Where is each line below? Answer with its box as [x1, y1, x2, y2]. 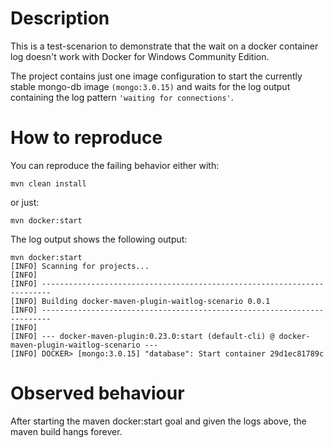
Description [10, 7, 110, 30]
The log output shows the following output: [10, 233, 188, 245]
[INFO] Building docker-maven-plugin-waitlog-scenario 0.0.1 [10, 296, 271, 306]
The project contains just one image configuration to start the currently [10, 70, 303, 82]
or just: [10, 196, 40, 208]
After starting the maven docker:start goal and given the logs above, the [10, 415, 307, 427]
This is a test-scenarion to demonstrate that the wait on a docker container [10, 40, 319, 52]
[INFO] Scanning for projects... [10, 261, 150, 271]
